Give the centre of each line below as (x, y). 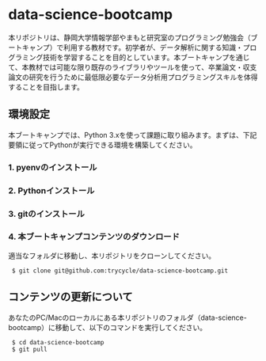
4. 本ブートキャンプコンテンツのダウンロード (94, 237)
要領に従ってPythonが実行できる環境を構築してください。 (103, 145)
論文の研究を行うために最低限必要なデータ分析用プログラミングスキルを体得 (133, 77)
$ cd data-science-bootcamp (58, 342)
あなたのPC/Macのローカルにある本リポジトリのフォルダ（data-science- (127, 317)
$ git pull (29, 349)
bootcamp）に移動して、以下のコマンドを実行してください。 (108, 327)
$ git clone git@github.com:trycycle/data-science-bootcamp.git (120, 271)
